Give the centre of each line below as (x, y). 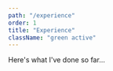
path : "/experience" (42, 15)
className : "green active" (52, 37)
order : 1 (22, 23)
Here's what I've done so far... (57, 60)
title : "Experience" (42, 30)
